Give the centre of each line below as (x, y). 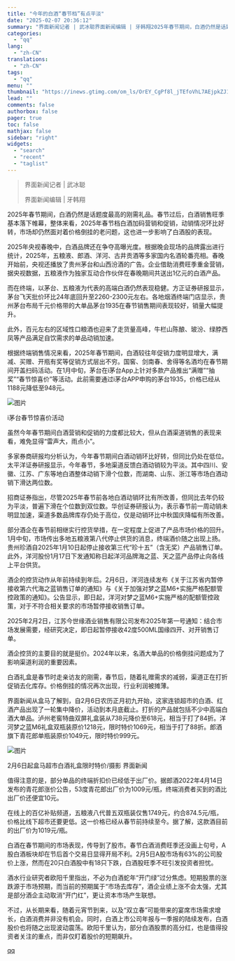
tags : (15, 72)
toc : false (23, 124)
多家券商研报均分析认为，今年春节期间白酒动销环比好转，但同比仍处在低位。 (117, 456)
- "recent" (29, 157)
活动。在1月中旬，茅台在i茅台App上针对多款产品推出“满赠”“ (123, 370)
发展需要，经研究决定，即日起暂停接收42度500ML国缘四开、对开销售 (113, 629)
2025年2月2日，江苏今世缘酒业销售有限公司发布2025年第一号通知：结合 (112, 620)
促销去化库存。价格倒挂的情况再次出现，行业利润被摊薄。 (90, 686)
